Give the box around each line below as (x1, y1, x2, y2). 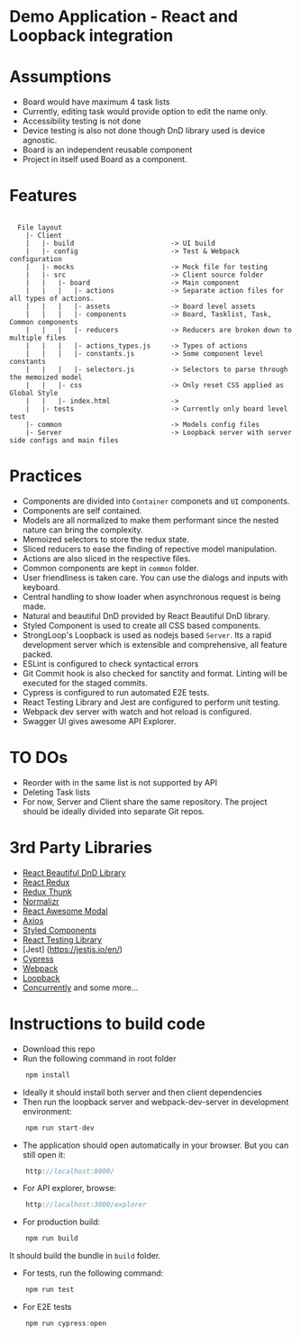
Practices (9, 466, 83, 487)
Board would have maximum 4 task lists (22, 96, 170, 107)
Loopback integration (9, 25, 174, 46)
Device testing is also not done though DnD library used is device (22, 125, 266, 136)
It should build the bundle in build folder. (9, 1251, 161, 1261)
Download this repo (22, 1043, 96, 1054)
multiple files (9, 333, 67, 343)
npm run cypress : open (25, 1319, 106, 1328)
